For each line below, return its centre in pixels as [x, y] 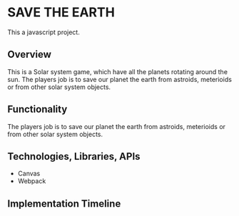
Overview [30, 55]
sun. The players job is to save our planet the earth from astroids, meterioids [119, 79]
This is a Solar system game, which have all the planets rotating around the [118, 71]
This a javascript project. [44, 32]
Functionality [37, 109]
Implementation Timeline [64, 204]
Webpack [32, 181]
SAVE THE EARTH [61, 12]
